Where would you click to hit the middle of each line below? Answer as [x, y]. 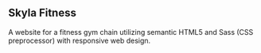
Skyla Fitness [43, 13]
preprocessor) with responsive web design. [80, 40]
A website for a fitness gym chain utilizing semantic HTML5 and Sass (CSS [131, 32]
